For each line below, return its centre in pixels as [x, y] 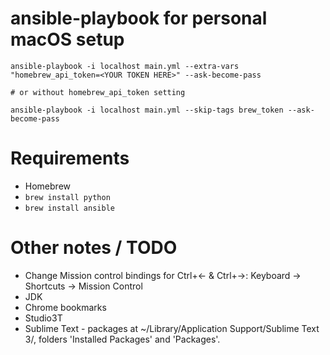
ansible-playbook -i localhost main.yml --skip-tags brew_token [147, 110]
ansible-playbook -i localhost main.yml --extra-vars [125, 66]
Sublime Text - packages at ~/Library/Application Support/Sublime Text [172, 328]
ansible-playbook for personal [139, 18]
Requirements [70, 158]
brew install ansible [69, 208]
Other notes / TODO [94, 248]
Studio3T [43, 318]
